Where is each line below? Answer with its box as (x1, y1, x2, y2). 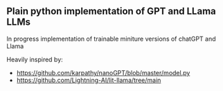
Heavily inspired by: (6, 55, 63, 63)
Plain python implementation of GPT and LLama (6, 6, 216, 17)
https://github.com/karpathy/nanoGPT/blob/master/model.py (16, 68, 190, 77)
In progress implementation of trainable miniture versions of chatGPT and (6, 34, 216, 43)
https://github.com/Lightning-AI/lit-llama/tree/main (16, 76, 161, 84)
